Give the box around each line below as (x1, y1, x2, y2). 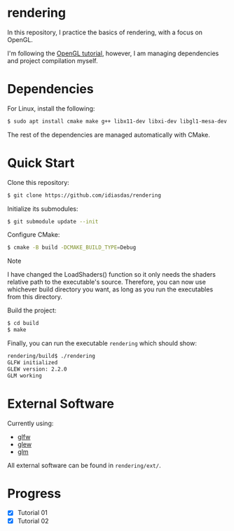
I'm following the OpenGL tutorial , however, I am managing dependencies (7, 49, 219, 57)
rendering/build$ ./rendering (7, 352, 96, 360)
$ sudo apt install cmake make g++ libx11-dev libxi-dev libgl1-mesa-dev (7, 118, 228, 125)
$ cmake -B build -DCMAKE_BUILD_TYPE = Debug (7, 244, 137, 251)
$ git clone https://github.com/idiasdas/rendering (7, 191, 161, 199)
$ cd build (7, 320, 39, 327)
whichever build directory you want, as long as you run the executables (7, 285, 214, 294)
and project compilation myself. (7, 56, 98, 64)
